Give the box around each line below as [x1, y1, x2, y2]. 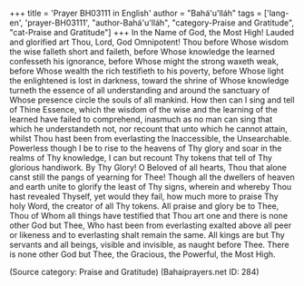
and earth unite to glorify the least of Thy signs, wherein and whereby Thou [9, 182, 292, 192]
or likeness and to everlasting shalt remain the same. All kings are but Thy [9, 230, 286, 240]
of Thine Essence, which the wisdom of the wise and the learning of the [9, 104, 279, 114]
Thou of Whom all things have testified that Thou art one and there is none [9, 211, 289, 221]
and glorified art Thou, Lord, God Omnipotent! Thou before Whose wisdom [9, 36, 289, 47]
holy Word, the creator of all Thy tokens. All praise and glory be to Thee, [9, 201, 279, 212]
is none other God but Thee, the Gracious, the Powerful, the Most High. [9, 249, 276, 260]
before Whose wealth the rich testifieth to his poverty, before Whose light [9, 65, 284, 76]
